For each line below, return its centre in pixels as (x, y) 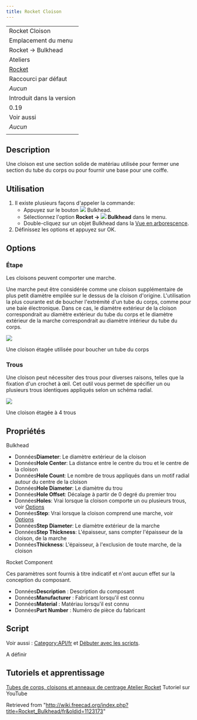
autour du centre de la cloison (51, 482)
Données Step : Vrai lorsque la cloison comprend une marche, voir (94, 513)
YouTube (17, 693)
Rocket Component (29, 562)
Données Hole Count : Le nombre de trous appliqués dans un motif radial (102, 476)
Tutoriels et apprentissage (55, 673)
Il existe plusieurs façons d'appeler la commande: (75, 203)
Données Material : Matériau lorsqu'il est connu (72, 604)
